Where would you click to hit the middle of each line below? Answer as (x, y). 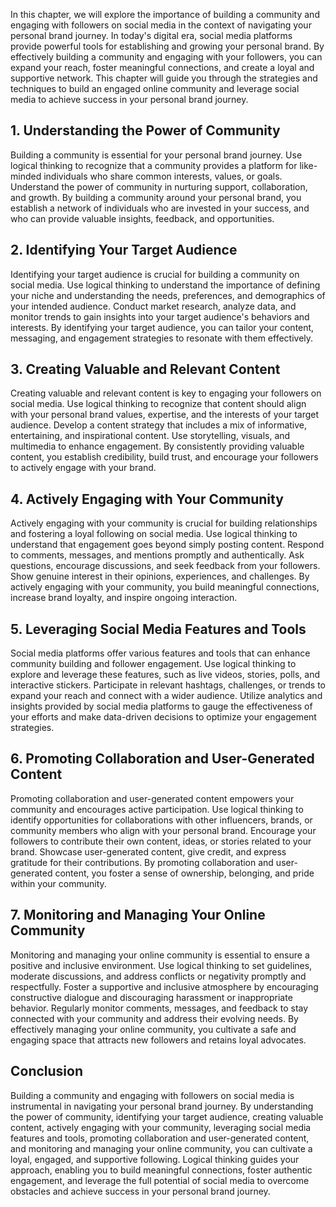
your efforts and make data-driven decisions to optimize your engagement (163, 717)
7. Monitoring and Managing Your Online (138, 915)
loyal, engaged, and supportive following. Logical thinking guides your (155, 1159)
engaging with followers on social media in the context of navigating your (161, 25)
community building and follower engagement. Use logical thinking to (153, 664)
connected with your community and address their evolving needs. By (154, 1018)
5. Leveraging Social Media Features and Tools (158, 629)
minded (26, 176)
